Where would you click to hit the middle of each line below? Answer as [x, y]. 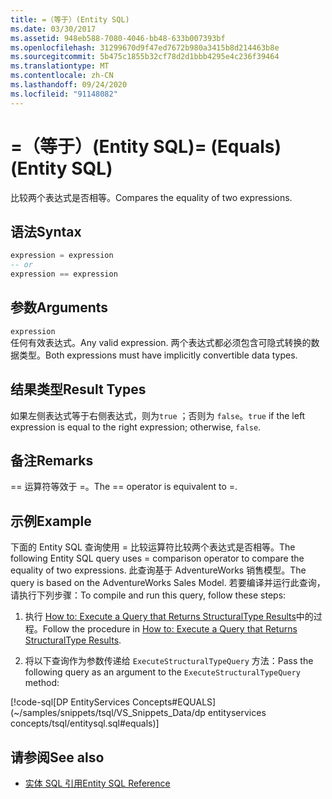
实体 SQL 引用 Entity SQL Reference [97, 783]
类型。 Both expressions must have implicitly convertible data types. [158, 355]
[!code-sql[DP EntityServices [70, 702]
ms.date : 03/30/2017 [53, 29]
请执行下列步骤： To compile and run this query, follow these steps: [148, 595]
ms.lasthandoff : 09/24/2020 [69, 85]
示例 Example [51, 521]
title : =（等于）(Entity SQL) [70, 19]
